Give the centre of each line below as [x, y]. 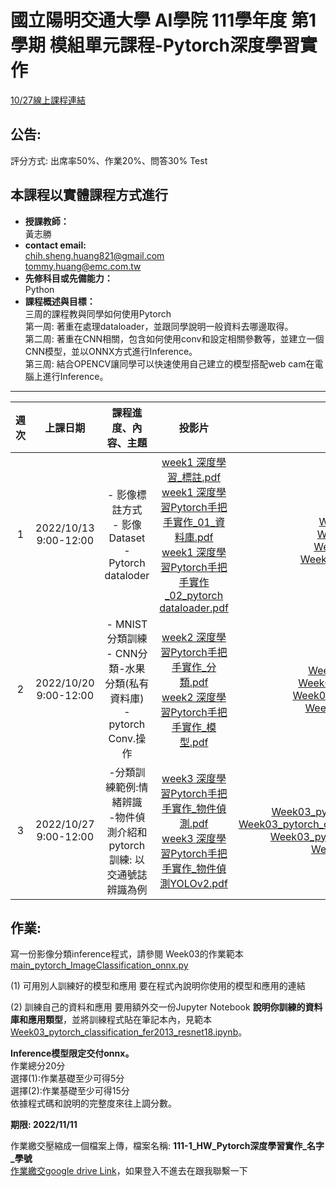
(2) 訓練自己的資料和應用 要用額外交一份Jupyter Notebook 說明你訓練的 [158, 1007]
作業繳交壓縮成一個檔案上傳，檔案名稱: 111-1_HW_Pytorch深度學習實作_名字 [167, 1146]
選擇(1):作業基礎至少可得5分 [67, 1078]
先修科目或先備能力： [68, 278]
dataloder [127, 575]
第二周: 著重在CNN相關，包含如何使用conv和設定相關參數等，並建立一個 [174, 338]
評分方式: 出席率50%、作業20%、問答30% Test [109, 160]
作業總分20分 [38, 1066]
